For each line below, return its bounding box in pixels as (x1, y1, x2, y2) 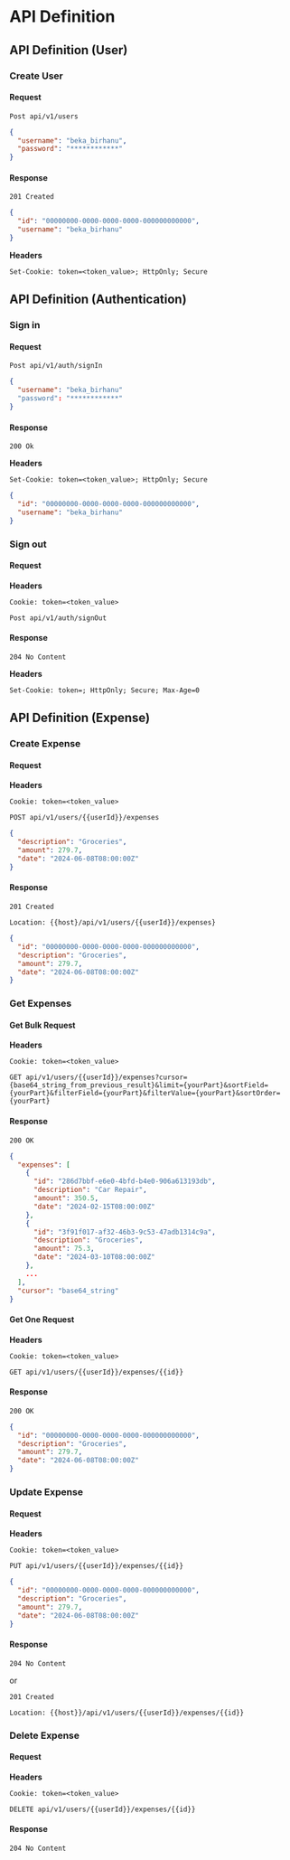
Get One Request (9, 1313, 75, 1325)
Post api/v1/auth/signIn (9, 362, 103, 371)
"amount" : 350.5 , (33, 1194, 99, 1203)
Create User (9, 70, 63, 82)
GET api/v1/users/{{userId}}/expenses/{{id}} (9, 1367, 183, 1376)
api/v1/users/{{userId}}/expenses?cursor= (25, 1073, 188, 1082)
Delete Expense (9, 1729, 80, 1742)
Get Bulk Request (9, 1019, 76, 1030)
